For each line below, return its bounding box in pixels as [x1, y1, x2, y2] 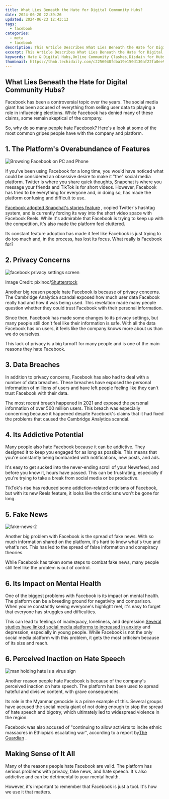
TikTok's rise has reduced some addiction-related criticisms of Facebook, [5, 485, 158, 491]
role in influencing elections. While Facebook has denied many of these [5, 110, 153, 116]
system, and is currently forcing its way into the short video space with [5, 210, 152, 216]
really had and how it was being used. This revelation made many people [5, 299, 156, 305]
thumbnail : [5, 59, 28, 64]
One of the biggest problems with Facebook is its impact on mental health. [5, 593, 159, 599]
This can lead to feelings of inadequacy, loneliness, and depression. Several [5, 618, 161, 624]
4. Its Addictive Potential [5, 430, 84, 439]
